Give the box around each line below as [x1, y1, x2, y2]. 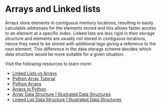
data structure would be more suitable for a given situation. [5, 51, 125, 57]
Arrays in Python [12, 86, 47, 92]
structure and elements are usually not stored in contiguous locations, [5, 36, 146, 41]
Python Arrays [12, 80, 42, 87]
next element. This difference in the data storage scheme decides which [5, 46, 151, 52]
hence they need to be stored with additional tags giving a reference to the [5, 40, 156, 46]
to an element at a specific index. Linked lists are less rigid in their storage [5, 30, 155, 36]
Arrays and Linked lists [5, 3, 101, 15]
